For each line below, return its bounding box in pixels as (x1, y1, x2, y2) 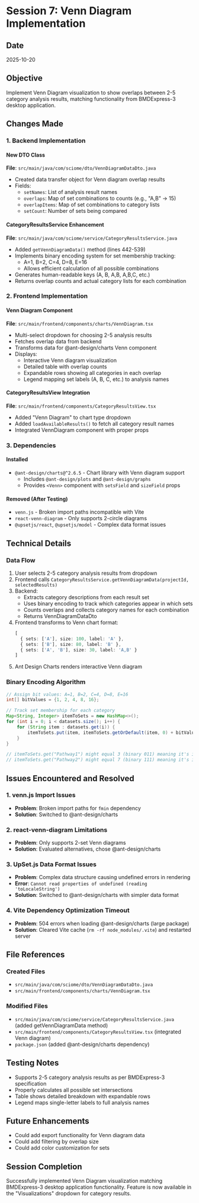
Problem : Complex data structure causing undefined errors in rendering (14, 874, 191, 881)
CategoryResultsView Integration (6, 389, 91, 396)
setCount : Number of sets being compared (23, 208, 127, 215)
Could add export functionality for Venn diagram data (14, 1132, 145, 1139)
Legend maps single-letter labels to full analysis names (14, 1099, 150, 1106)
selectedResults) (14, 582, 58, 588)
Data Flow (6, 556, 36, 564)
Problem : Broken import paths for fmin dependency (14, 804, 141, 811)
